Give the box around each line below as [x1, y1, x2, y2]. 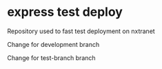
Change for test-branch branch [7, 53, 96, 62]
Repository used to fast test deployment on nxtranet [7, 27, 155, 35]
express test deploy [7, 4, 123, 20]
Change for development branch [7, 40, 100, 48]
